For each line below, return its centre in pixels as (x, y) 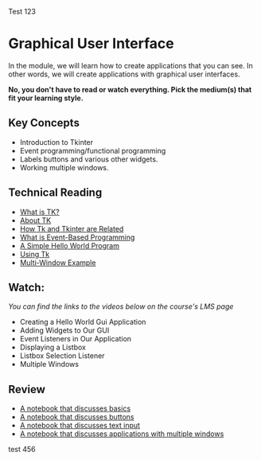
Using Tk (35, 254)
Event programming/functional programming (93, 150)
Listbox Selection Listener (62, 356)
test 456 (22, 450)
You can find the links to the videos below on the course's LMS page (121, 306)
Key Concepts (44, 123)
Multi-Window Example (58, 263)
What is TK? (39, 212)
